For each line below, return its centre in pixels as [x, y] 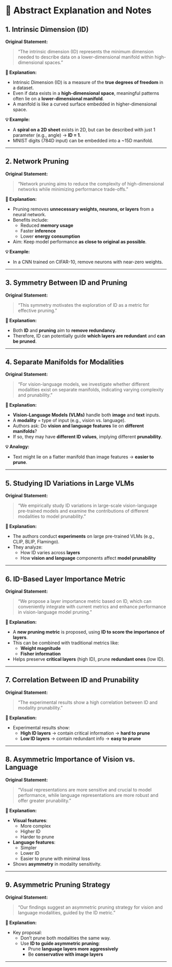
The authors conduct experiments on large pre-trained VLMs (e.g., [83, 536]
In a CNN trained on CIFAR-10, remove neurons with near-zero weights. [88, 262]
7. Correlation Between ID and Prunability [72, 680]
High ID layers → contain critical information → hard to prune [85, 733]
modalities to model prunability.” [52, 516]
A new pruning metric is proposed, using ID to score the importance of [89, 632]
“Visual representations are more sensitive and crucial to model [85, 790]
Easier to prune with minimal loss [55, 858]
